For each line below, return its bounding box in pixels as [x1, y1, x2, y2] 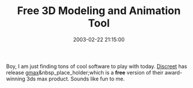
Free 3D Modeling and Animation [16, 4, 181, 18]
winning [6, 75, 25, 82]
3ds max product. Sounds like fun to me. [26, 75, 125, 82]
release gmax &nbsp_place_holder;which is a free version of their [6, 69, 164, 76]
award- [164, 69, 182, 76]
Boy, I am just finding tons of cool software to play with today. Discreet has [6, 63, 187, 70]
